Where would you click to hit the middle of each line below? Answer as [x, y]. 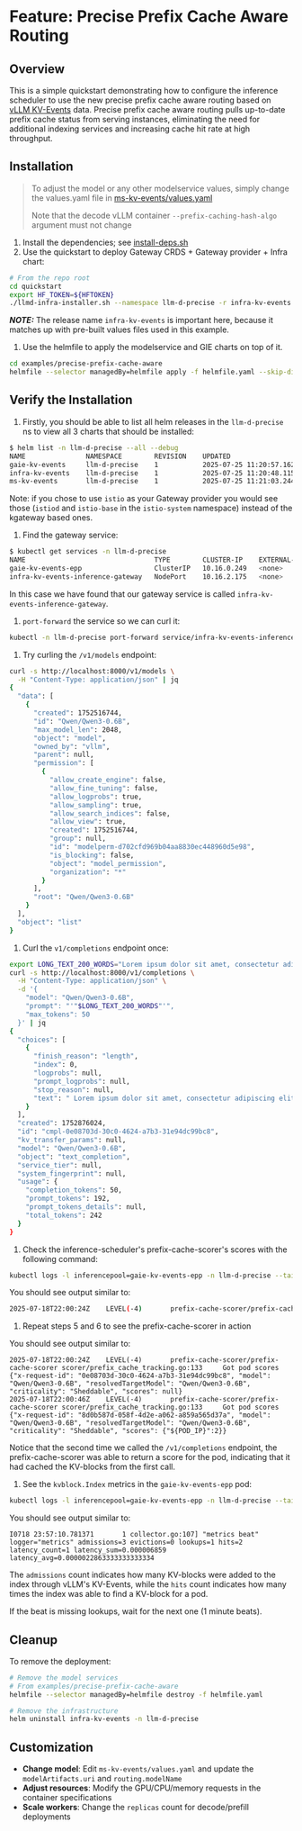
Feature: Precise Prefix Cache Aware [149, 17]
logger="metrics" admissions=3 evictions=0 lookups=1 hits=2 [126, 1542]
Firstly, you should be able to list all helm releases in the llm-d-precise [153, 421]
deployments [47, 1817]
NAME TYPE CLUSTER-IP [126, 560]
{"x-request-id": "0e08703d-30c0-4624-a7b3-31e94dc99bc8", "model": [140, 1376]
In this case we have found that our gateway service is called [122, 594]
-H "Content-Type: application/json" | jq [98, 680]
